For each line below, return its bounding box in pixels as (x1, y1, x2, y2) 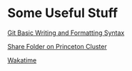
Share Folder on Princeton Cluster (7, 42, 107, 50)
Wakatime (7, 55, 37, 65)
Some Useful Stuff (7, 5, 118, 21)
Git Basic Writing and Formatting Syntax (7, 28, 125, 37)
